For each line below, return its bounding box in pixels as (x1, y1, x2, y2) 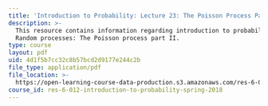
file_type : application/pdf (8, 64, 102, 72)
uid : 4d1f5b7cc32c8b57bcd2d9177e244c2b (8, 57, 141, 65)
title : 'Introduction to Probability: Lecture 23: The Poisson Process (8, 11, 251, 20)
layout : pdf (8, 49, 48, 57)
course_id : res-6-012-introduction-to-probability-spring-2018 (8, 85, 223, 94)
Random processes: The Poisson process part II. (15, 33, 180, 42)
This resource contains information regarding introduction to (15, 26, 230, 34)
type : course (8, 41, 52, 49)
